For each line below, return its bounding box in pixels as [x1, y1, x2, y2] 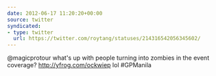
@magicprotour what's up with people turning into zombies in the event [7, 54, 210, 62]
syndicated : [7, 22, 41, 29]
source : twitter [7, 16, 53, 23]
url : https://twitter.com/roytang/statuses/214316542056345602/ [13, 35, 201, 42]
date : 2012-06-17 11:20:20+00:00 [7, 9, 103, 17]
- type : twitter [7, 28, 53, 36]
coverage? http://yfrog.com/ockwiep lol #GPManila [7, 61, 152, 69]
